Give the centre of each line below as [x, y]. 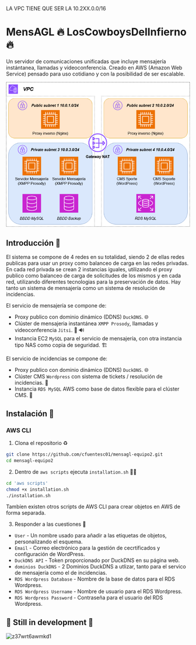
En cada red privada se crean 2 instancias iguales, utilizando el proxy [89, 270]
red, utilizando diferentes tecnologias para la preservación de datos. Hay [93, 282]
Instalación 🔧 [30, 414]
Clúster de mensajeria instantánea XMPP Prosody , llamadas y [86, 323]
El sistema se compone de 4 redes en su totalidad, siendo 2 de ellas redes [95, 257]
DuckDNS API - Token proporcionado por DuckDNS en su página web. [97, 560]
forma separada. [26, 513]
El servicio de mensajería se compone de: [56, 306]
